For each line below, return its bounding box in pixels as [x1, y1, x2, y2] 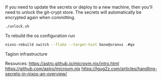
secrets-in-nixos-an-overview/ [5, 71, 67, 77]
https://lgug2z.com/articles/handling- [81, 65, 158, 71]
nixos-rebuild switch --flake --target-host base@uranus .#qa [5, 42, 135, 47]
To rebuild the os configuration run [5, 33, 75, 39]
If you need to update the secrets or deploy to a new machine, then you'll [5, 4, 153, 10]
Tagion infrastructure [5, 51, 48, 57]
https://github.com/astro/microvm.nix [5, 65, 81, 71]
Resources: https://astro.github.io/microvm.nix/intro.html [5, 61, 119, 66]
